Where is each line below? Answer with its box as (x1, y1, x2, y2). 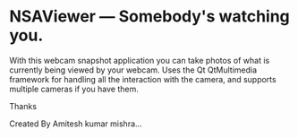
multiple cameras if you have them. (9, 83, 139, 94)
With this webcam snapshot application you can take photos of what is (9, 55, 270, 65)
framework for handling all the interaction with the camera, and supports (9, 73, 277, 84)
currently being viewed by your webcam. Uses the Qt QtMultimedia (9, 65, 258, 75)
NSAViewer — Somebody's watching (9, 6, 291, 27)
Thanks (9, 100, 38, 111)
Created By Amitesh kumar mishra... (9, 118, 142, 129)
